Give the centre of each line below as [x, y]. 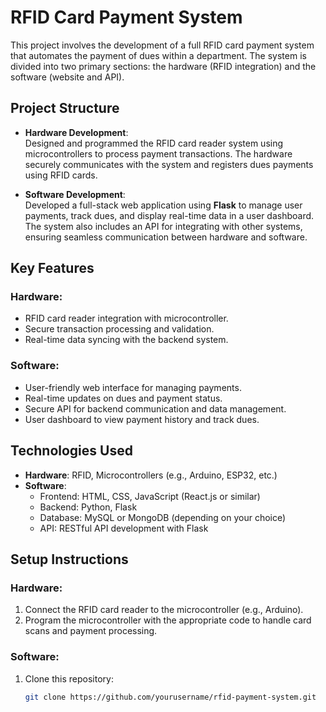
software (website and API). [67, 77]
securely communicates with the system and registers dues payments [169, 164]
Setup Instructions [69, 559]
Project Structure [65, 108]
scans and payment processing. [91, 631]
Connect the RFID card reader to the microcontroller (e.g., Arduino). [164, 610]
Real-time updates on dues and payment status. [123, 398]
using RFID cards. [61, 175]
